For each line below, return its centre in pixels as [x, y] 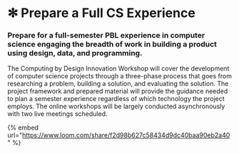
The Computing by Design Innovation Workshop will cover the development [118, 68]
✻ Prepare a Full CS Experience [102, 13]
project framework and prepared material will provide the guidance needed [118, 91]
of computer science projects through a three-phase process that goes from [119, 76]
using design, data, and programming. [75, 53]
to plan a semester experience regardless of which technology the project [116, 99]
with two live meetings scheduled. [58, 114]
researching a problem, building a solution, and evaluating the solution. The [118, 84]
